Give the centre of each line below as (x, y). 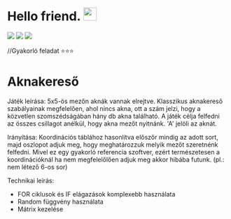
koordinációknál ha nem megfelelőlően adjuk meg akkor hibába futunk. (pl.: (116, 159)
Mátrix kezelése (40, 209)
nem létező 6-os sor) (37, 167)
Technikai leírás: (31, 180)
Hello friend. (44, 16)
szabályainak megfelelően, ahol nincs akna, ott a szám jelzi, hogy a (104, 108)
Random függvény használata (60, 201)
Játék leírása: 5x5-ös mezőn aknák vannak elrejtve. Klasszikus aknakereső (115, 101)
